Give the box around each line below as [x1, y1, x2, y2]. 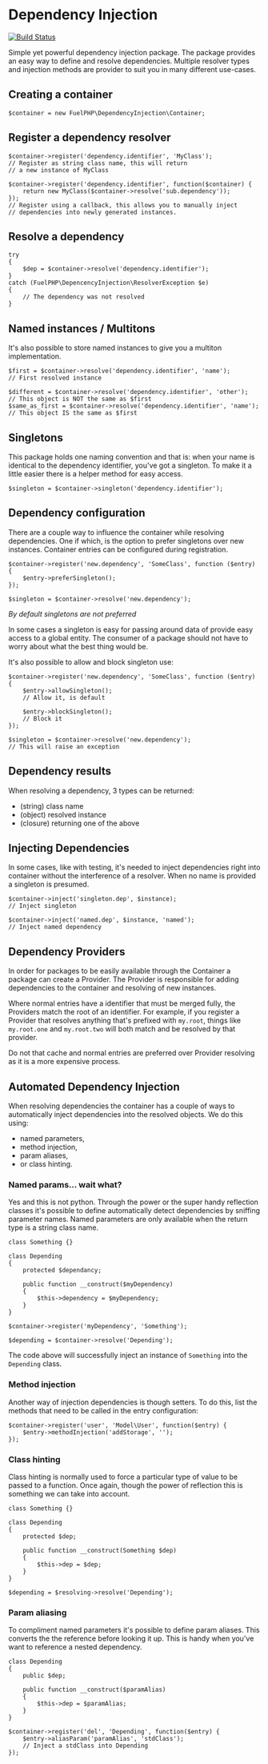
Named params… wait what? [8, 1179, 122, 1190]
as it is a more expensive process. [8, 1057, 121, 1067]
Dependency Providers [8, 945, 126, 958]
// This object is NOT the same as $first [8, 395, 152, 404]
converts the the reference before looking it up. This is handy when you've [8, 1633, 254, 1643]
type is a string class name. [8, 1223, 99, 1232]
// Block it [22, 714, 62, 722]
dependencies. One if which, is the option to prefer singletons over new [8, 536, 244, 545]
